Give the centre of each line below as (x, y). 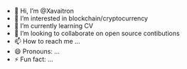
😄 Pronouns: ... (37, 51)
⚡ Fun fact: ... (33, 59)
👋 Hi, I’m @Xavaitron (44, 11)
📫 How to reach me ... (47, 41)
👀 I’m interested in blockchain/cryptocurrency (81, 18)
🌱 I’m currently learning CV (54, 26)
